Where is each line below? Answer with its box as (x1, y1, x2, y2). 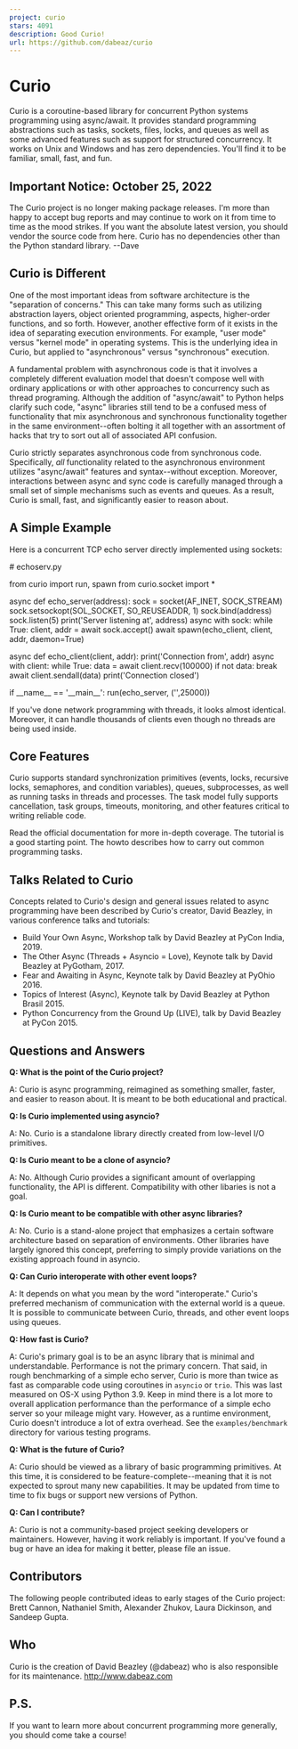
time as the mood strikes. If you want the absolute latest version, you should (9, 222, 288, 232)
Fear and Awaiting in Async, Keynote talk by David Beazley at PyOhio (21, 970, 276, 980)
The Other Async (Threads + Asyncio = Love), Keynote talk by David (21, 951, 273, 962)
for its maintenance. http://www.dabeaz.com (9, 1671, 173, 1681)
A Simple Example (9, 520, 112, 535)
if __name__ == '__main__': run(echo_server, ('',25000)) (9, 687, 211, 697)
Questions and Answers (9, 1043, 146, 1058)
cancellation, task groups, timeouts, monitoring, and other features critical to (9, 801, 290, 811)
